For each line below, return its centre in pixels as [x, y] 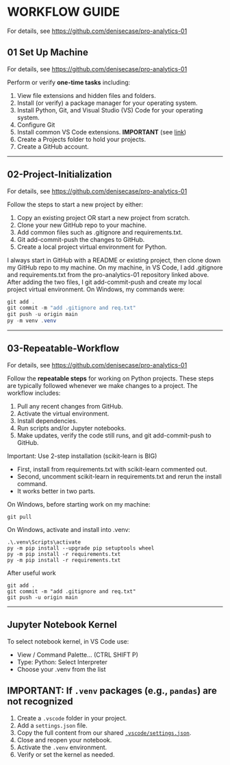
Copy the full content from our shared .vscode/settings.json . [104, 732]
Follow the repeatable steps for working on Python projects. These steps [111, 378]
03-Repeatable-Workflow [63, 349]
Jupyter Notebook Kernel [62, 625]
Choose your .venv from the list [61, 669]
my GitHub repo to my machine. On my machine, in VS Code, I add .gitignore [115, 267]
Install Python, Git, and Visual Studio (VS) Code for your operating [110, 110]
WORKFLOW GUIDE [64, 12]
